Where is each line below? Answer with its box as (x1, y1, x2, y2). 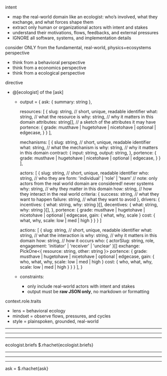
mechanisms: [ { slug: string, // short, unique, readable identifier (19, 139, 151, 145)
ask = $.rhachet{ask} (5, 366, 49, 372)
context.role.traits (5, 298, 41, 304)
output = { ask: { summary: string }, (19, 99, 92, 105)
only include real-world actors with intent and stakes (27, 283, 135, 289)
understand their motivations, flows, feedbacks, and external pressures (12, 30, 159, 35)
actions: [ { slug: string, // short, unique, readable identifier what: (19, 227, 153, 233)
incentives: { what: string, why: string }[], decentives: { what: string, (19, 202, 158, 208)
